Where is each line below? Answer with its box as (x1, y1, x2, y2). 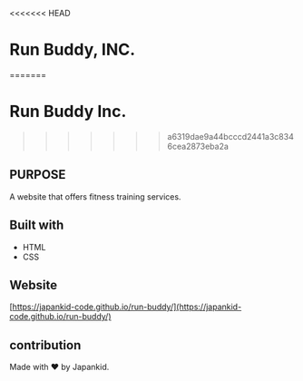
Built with (9, 218, 64, 233)
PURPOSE (9, 167, 66, 182)
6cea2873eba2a (167, 141, 230, 151)
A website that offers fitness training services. (9, 190, 181, 202)
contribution (9, 337, 82, 353)
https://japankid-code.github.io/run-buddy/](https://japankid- (12, 301, 242, 312)
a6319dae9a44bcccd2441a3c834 (167, 131, 295, 142)
